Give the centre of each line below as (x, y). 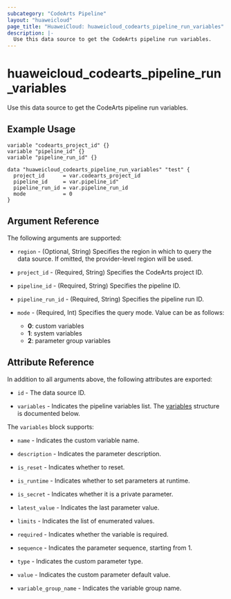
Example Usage (41, 129)
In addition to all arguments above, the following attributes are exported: (110, 379)
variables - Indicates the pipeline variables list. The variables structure (118, 406)
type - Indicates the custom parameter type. (80, 561)
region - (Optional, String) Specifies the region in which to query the (114, 251)
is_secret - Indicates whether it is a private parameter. (95, 494)
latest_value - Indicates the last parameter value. (88, 507)
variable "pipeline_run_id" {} (52, 157)
